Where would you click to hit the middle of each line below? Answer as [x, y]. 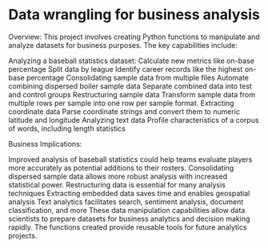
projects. [23, 235]
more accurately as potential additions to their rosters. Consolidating [121, 167]
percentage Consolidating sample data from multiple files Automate [138, 77]
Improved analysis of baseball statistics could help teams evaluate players [130, 159]
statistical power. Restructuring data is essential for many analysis [117, 184]
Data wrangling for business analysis [134, 15]
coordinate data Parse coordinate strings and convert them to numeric [124, 111]
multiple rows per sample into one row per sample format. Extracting [121, 103]
